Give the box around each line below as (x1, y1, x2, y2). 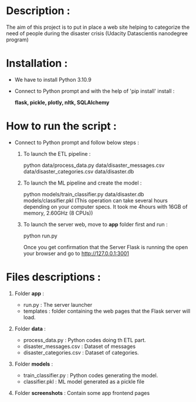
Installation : (6, 57, 68, 70)
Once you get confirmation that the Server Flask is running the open (23, 243, 188, 250)
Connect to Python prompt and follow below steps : (14, 139, 139, 146)
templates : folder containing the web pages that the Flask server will (23, 307, 191, 314)
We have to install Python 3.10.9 (14, 76, 92, 83)
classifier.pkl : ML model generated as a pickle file (23, 378, 145, 385)
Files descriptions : (6, 270, 101, 283)
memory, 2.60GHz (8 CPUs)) (23, 209, 93, 216)
